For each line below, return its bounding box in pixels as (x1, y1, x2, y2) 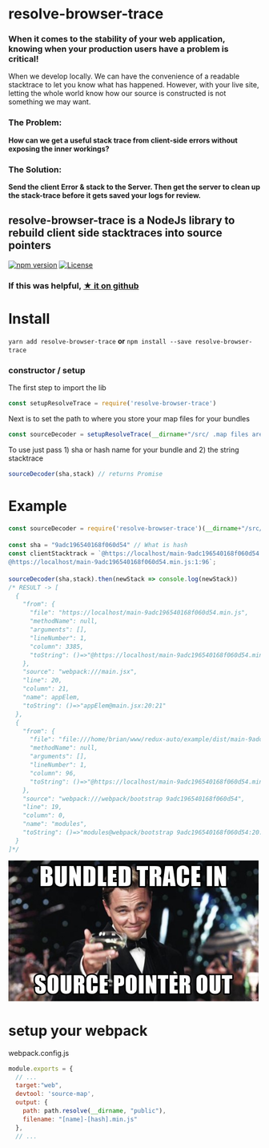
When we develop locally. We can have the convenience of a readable (8, 71, 240, 81)
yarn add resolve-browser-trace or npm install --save (8, 336, 192, 345)
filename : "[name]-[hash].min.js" (22, 1115, 138, 1123)
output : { (15, 1098, 48, 1106)
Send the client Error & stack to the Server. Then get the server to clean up (8, 182, 261, 192)
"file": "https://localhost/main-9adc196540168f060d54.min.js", (29, 609, 249, 617)
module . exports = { (8, 1065, 74, 1073)
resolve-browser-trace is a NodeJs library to (8, 214, 235, 228)
